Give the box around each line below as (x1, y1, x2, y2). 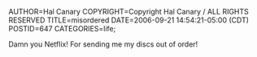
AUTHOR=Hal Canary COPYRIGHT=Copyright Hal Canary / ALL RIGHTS (8, 7, 250, 16)
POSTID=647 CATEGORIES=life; (8, 24, 116, 33)
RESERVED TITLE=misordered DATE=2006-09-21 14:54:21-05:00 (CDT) (8, 15, 250, 25)
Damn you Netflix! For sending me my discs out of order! (8, 39, 198, 49)
